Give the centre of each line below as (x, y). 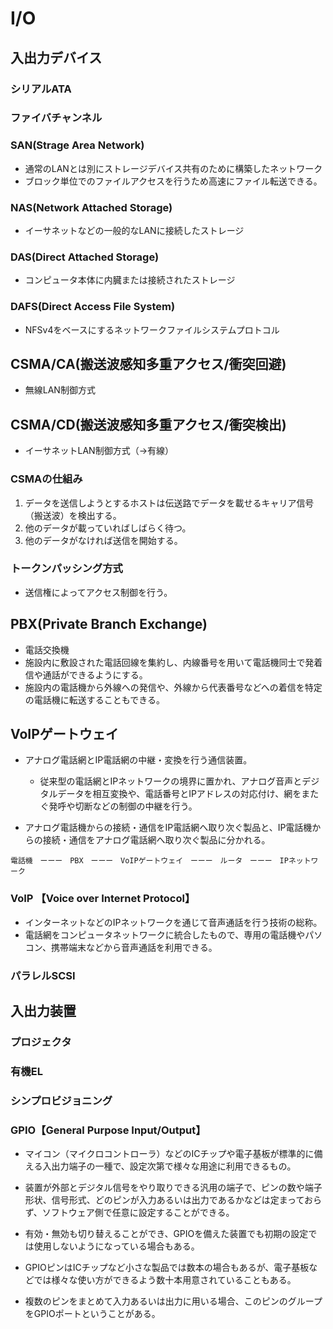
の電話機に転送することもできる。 (94, 699)
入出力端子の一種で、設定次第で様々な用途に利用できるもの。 (169, 1166)
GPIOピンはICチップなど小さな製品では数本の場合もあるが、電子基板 (167, 1268)
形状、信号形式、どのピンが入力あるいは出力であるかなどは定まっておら (173, 1200)
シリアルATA (41, 89)
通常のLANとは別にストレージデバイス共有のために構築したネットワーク (173, 168)
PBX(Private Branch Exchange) (109, 624)
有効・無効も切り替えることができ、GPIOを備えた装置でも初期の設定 (166, 1234)
